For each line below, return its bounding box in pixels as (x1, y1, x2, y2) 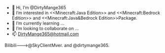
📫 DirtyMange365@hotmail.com (11, 31, 80, 37)
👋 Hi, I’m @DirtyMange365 (11, 5, 66, 10)
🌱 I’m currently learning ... (11, 20, 65, 26)
